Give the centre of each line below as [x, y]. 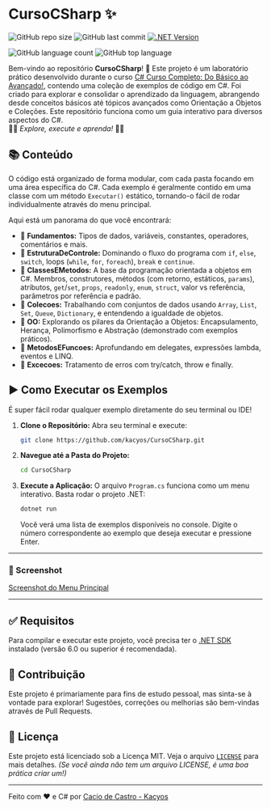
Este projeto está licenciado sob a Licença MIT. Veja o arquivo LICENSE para [134, 756]
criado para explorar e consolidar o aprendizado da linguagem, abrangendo [134, 94]
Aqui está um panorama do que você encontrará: [90, 220]
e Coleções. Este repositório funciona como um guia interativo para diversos [135, 111]
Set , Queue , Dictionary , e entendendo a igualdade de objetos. [121, 313]
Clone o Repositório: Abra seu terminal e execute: [104, 425]
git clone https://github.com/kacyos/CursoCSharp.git [112, 440]
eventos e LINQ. [47, 356]
